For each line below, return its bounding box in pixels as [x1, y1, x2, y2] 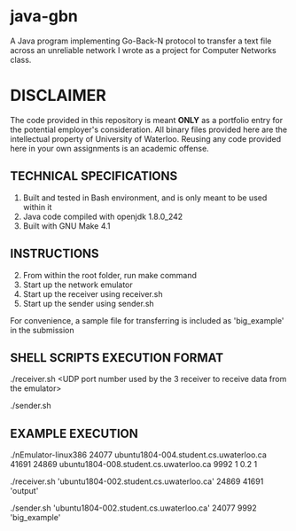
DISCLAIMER [10, 86, 107, 105]
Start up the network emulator [22, 279, 134, 290]
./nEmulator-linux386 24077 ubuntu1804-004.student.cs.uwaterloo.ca [10, 449, 267, 460]
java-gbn [10, 6, 79, 27]
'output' [10, 486, 39, 496]
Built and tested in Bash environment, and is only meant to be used [22, 192, 268, 203]
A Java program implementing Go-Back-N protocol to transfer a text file [10, 35, 272, 46]
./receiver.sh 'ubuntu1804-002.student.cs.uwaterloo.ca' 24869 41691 [10, 476, 264, 487]
